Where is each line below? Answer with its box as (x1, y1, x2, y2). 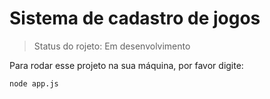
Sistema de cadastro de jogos (9, 7, 261, 30)
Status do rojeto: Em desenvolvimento (33, 40, 191, 52)
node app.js (9, 78, 59, 89)
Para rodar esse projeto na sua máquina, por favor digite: (9, 59, 244, 71)
